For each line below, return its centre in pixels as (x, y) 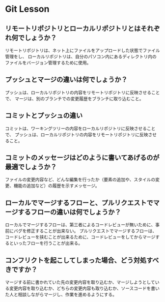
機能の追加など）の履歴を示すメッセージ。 (56, 186)
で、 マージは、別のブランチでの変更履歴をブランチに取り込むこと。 (74, 98)
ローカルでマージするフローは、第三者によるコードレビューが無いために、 (80, 225)
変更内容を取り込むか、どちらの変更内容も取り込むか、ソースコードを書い (84, 288)
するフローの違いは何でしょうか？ (69, 212)
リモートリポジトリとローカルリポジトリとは (73, 28)
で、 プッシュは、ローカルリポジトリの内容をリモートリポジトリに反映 (77, 134)
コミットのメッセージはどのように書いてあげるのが (82, 158)
